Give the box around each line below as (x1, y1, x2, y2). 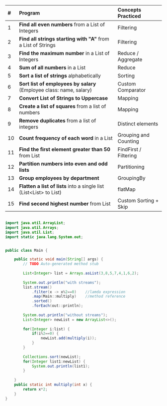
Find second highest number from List (19, 200, 111, 207)
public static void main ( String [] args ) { (14, 257, 103, 262)
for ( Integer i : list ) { (23, 327, 70, 332)
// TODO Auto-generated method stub (23, 262, 99, 267)
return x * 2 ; (23, 387, 48, 392)
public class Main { (5, 248, 48, 253)
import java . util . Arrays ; (5, 225, 59, 230)
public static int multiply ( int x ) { (14, 382, 92, 387)
